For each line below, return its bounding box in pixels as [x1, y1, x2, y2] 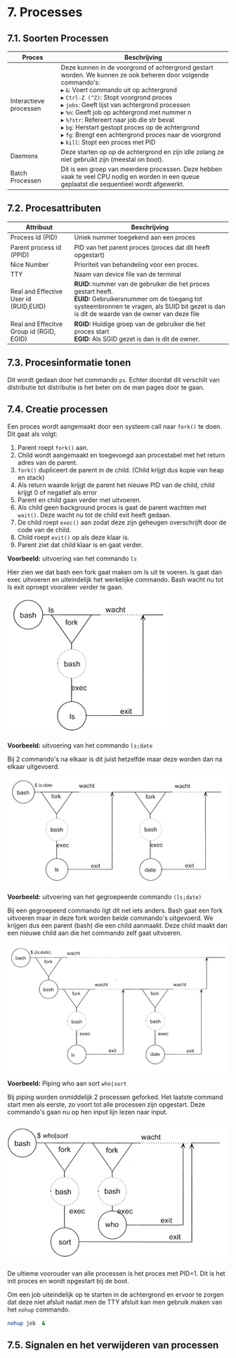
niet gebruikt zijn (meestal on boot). [60, 156, 164, 163]
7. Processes [7, 4, 83, 20]
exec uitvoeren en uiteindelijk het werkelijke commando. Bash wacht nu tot [7, 575, 223, 584]
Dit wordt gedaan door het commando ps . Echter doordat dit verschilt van [7, 375, 220, 384]
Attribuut [25, 223, 53, 232]
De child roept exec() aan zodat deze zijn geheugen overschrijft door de [17, 518, 227, 527]
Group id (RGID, [10, 327, 56, 335]
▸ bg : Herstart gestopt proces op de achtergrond [60, 122, 200, 131]
